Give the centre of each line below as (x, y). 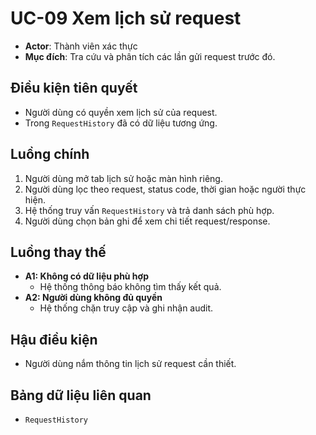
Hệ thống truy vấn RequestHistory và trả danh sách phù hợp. (149, 210)
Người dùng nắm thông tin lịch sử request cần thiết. (130, 364)
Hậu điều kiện (54, 339)
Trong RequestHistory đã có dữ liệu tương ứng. (121, 123)
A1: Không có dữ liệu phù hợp (86, 276)
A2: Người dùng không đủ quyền (93, 298)
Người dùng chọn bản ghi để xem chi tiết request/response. (147, 221)
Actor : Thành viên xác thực (81, 46)
